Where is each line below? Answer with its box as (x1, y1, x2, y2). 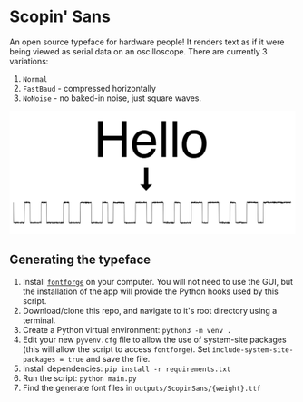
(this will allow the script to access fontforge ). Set (22, 343, 210, 355)
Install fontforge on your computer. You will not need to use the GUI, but (22, 276, 293, 287)
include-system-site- (211, 345, 294, 355)
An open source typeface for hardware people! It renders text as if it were (9, 36, 285, 47)
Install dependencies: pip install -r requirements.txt (22, 363, 231, 374)
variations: (9, 55, 49, 66)
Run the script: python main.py (22, 372, 137, 383)
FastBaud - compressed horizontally (22, 83, 157, 93)
